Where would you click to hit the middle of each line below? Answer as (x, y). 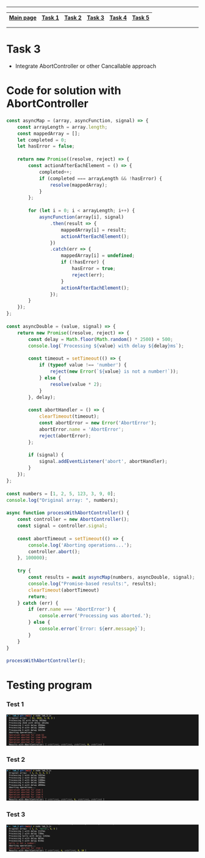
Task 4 (118, 17)
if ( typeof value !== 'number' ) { (83, 365)
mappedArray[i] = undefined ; (98, 256)
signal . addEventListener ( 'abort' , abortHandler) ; (103, 462)
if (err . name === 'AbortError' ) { (72, 610)
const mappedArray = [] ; (49, 134)
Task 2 (73, 17)
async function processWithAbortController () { (68, 513)
